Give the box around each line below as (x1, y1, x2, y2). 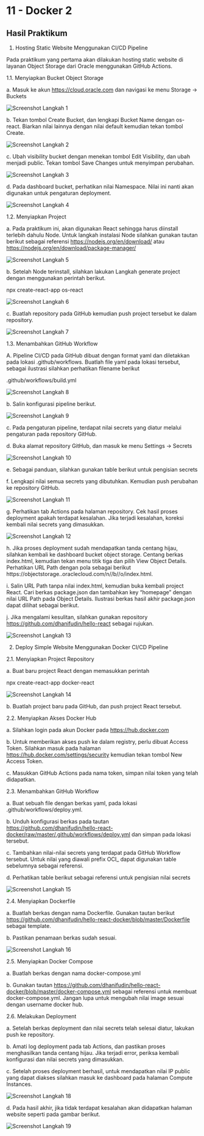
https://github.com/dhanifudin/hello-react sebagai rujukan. (6, 620, 154, 627)
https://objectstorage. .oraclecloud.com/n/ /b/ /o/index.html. (6, 570, 153, 577)
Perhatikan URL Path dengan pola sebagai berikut (6, 564, 132, 571)
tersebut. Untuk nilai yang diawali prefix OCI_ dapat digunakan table (6, 855, 177, 863)
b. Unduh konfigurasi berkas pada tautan (6, 818, 110, 825)
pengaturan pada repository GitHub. (6, 431, 97, 437)
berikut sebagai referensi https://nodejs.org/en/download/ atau (6, 238, 164, 245)
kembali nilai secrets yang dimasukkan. (6, 521, 105, 528)
